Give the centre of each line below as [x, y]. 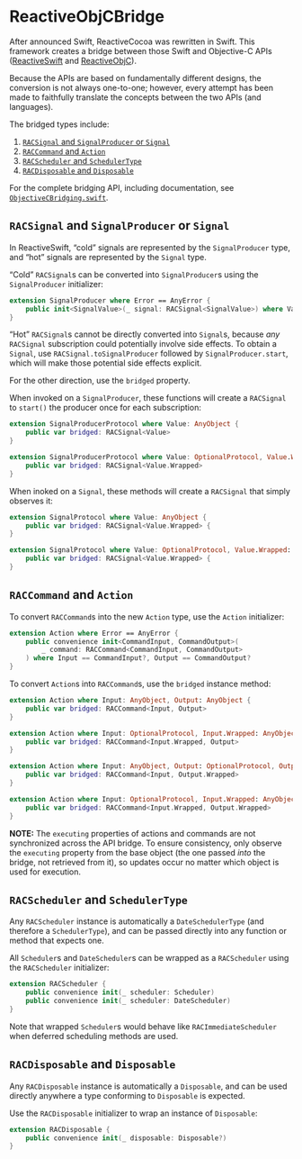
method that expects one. [57, 941]
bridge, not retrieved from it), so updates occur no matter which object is [144, 862]
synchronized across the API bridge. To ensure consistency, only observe [146, 843]
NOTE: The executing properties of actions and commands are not [133, 833]
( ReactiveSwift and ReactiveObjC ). [73, 60]
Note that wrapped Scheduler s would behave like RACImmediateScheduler [143, 1026]
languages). [31, 106]
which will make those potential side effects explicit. [106, 363]
